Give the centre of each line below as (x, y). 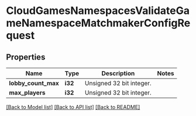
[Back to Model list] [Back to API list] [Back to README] (73, 107)
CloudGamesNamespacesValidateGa (98, 11)
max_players (27, 93)
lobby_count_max (34, 83)
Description (118, 73)
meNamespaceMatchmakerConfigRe (98, 23)
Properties (26, 57)
